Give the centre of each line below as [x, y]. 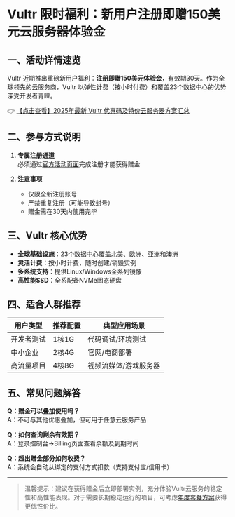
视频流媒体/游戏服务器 [124, 365]
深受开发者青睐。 [32, 96]
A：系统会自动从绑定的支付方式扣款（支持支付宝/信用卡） [90, 467]
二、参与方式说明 [44, 137]
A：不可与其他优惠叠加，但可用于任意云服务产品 [77, 420]
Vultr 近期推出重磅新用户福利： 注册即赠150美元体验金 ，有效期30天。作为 [113, 78]
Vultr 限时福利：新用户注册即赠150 [108, 14]
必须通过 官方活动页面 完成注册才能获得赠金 [79, 164]
